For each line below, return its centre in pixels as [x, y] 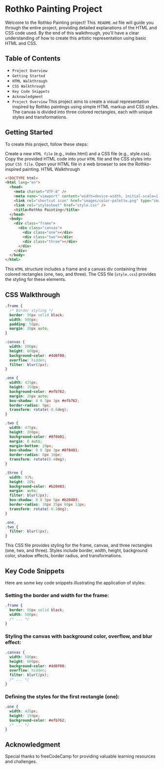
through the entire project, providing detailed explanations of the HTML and [81, 27]
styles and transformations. [40, 117]
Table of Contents [33, 59]
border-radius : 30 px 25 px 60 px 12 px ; [48, 505]
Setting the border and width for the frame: [57, 595]
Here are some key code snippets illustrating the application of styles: [75, 583]
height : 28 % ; [23, 482]
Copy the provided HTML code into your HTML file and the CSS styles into [78, 159]
